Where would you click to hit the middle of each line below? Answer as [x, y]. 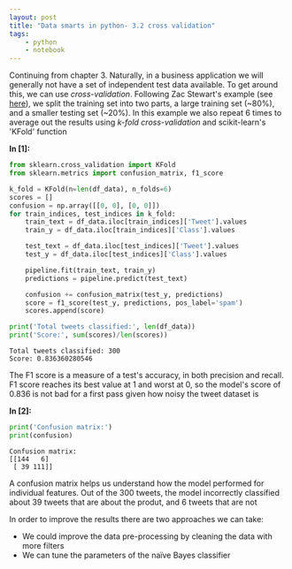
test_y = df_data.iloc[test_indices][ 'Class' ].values [126, 254]
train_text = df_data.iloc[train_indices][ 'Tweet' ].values [136, 222]
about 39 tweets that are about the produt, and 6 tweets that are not [134, 502]
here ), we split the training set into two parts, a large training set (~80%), [142, 103]
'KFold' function [38, 132]
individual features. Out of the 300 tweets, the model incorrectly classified [145, 492]
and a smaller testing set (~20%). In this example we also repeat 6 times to [146, 113]
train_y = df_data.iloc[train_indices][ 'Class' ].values [131, 231]
